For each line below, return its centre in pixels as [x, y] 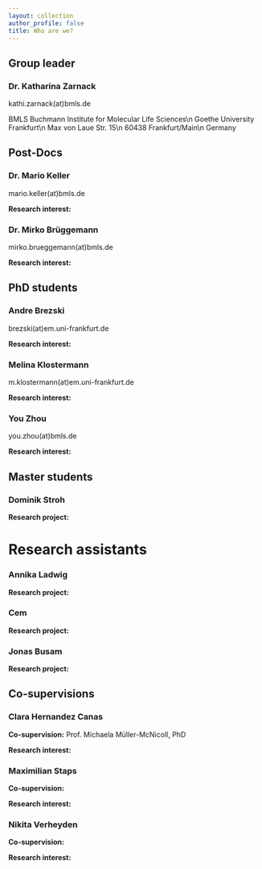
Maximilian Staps [43, 770]
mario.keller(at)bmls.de [47, 193]
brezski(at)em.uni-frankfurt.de [59, 328]
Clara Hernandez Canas [55, 717]
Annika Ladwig [38, 575]
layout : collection [41, 16]
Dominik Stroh [37, 500]
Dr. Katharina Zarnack [52, 86]
